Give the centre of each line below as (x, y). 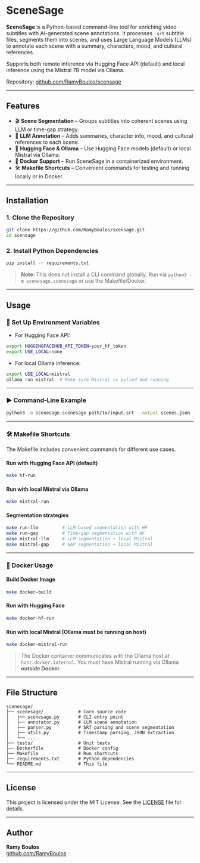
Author (19, 833)
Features (23, 106)
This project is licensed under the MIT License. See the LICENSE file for (94, 802)
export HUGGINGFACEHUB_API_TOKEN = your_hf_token (66, 347)
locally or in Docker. (39, 176)
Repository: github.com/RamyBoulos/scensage (64, 82)
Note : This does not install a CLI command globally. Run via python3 (104, 274)
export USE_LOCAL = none (34, 352)
